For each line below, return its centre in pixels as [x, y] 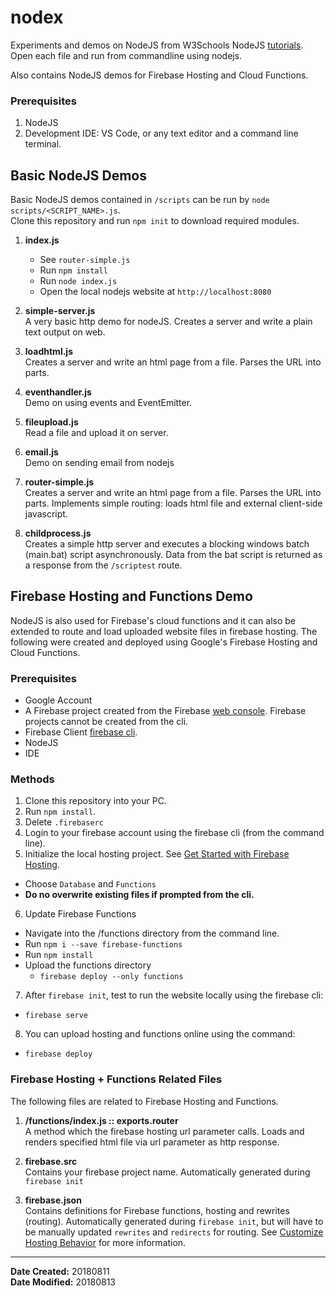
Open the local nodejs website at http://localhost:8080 [155, 292]
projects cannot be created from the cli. [106, 722]
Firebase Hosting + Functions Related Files [116, 1079]
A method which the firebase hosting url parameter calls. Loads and [164, 1131]
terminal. [43, 144]
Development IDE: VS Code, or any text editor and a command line [161, 133]
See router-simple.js [85, 260]
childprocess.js [58, 533]
